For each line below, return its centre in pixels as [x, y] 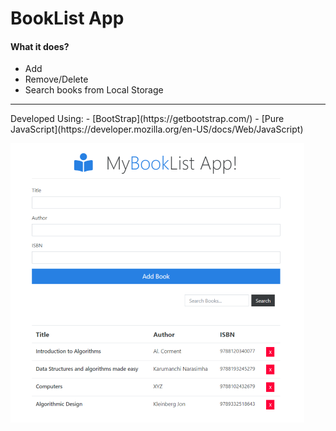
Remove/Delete [56, 79]
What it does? [40, 46]
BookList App [67, 18]
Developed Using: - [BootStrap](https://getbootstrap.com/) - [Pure [147, 119]
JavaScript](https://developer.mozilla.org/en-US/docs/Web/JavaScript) [157, 129]
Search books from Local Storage [94, 90]
